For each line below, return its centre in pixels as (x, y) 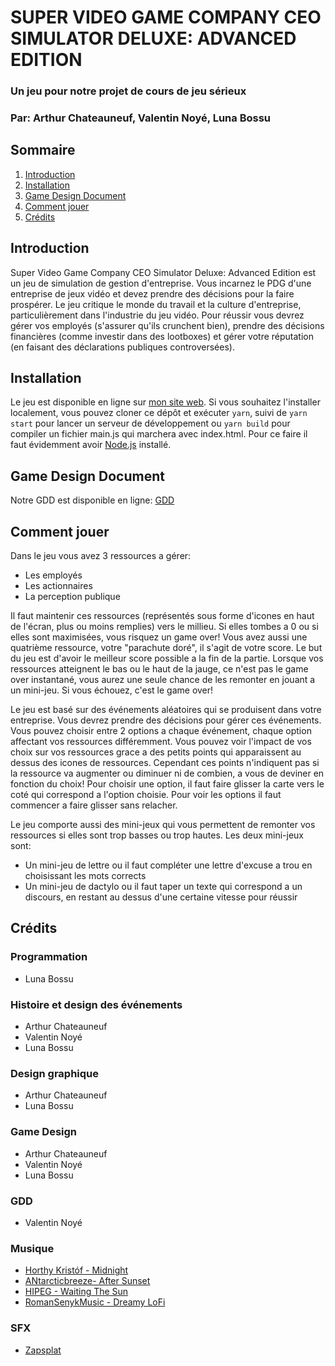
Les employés (53, 575)
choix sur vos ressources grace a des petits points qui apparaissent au (156, 752)
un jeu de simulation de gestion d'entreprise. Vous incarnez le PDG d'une (161, 283)
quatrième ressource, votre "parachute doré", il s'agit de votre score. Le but (166, 648)
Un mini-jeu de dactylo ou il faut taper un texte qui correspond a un (163, 887)
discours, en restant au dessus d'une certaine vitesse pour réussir (161, 897)
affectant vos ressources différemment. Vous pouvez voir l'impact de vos (161, 742)
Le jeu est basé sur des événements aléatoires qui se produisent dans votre (166, 710)
